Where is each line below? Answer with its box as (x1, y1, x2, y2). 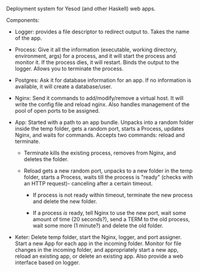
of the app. (14, 35, 42, 41)
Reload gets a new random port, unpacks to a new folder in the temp (23, 167, 193, 174)
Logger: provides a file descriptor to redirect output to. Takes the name (14, 28, 190, 35)
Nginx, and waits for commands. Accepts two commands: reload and (14, 131, 185, 138)
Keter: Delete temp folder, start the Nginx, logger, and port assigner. (14, 234, 182, 240)
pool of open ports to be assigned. (14, 107, 100, 114)
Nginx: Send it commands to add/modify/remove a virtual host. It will (14, 95, 184, 101)
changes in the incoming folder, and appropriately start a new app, (14, 246, 179, 253)
